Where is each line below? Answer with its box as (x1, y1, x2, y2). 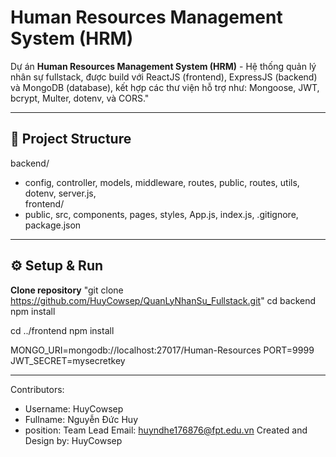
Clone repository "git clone (10, 284, 124, 296)
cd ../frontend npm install (10, 324, 115, 336)
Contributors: (10, 383, 65, 395)
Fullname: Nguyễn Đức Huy (24, 413, 139, 425)
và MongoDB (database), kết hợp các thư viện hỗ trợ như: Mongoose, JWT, (10, 81, 320, 93)
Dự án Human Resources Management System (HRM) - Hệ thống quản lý (10, 60, 317, 72)
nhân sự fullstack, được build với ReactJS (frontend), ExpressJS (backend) (10, 71, 318, 83)
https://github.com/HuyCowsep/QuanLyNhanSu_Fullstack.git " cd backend (10, 294, 317, 306)
